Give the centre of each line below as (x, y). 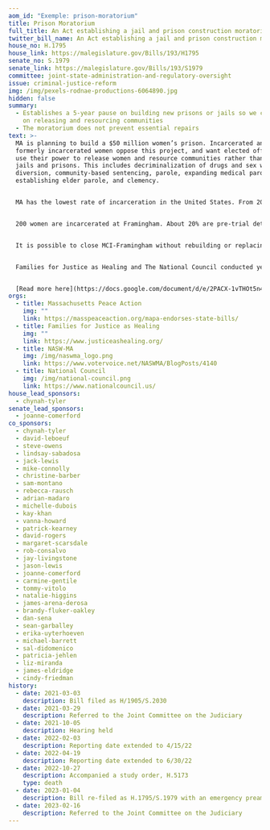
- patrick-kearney (47, 529)
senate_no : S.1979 (39, 61)
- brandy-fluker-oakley (55, 611)
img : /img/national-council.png (77, 379)
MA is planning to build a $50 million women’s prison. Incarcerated (134, 143)
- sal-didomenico (45, 648)
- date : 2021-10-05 (48, 723)
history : (23, 686)
